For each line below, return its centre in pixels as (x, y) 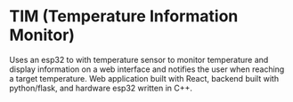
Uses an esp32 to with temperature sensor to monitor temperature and (139, 59)
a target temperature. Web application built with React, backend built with (144, 78)
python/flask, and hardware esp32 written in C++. (101, 88)
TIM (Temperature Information (124, 16)
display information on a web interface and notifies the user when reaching (147, 69)
